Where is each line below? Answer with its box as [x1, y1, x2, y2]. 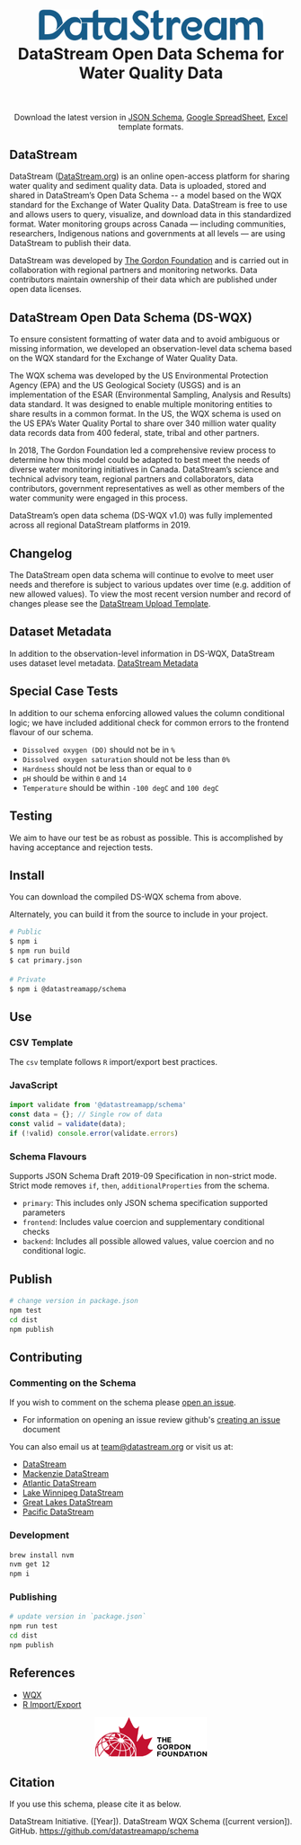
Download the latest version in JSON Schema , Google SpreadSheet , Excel [13, 111, 288, 122]
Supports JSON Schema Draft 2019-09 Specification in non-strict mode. [9, 1171, 277, 1182]
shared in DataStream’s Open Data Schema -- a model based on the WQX [9, 190, 282, 201]
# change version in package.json [9, 1297, 139, 1306]
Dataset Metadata [9, 625, 112, 640]
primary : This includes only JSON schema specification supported [22, 1198, 268, 1209]
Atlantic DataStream [22, 1478, 97, 1489]
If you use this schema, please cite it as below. [9, 1798, 181, 1810]
